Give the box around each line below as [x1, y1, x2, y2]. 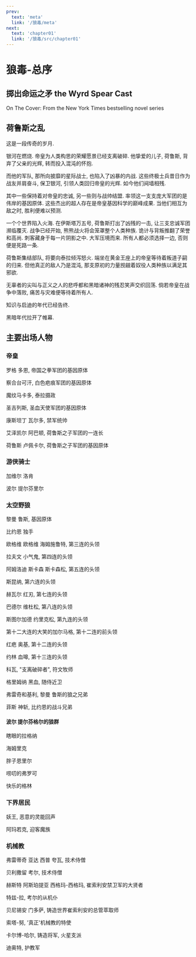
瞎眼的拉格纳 [6, 732, 37, 739]
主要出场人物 [6, 333, 53, 343]
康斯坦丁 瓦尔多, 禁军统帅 [6, 416, 68, 423]
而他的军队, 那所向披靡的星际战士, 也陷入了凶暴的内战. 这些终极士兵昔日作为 [6, 172, 190, 179]
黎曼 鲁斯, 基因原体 [6, 515, 52, 522]
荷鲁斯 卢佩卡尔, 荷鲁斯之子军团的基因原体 [6, 442, 109, 449]
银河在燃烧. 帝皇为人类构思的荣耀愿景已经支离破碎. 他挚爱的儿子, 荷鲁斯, [6, 152, 181, 159]
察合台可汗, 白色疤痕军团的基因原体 [6, 379, 92, 386]
